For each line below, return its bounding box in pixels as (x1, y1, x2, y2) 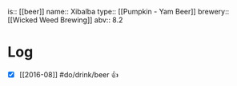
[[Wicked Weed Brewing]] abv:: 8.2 (7, 15, 123, 25)
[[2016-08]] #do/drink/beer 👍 (18, 69, 119, 79)
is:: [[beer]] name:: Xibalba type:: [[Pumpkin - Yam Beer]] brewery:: (7, 7, 230, 16)
